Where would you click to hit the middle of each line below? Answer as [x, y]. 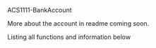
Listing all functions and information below [69, 37]
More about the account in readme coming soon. [78, 23]
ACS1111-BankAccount [40, 10]
